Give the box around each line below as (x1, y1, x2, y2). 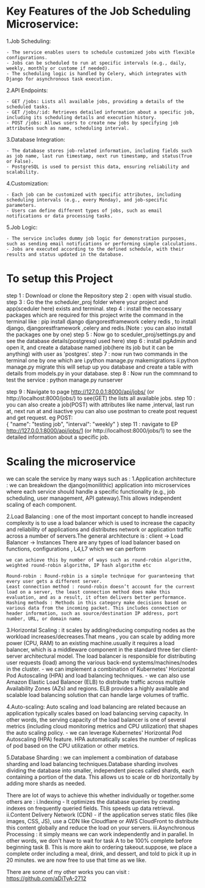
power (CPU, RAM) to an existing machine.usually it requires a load (6, 639, 175, 646)
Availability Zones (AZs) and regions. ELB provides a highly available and (6, 685, 189, 692)
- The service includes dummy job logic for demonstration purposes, (6, 235, 187, 242)
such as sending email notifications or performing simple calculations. (6, 240, 198, 247)
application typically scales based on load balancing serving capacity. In (6, 709, 189, 717)
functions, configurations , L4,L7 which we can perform (6, 545, 146, 552)
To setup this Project (6, 272, 113, 286)
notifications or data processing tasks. (6, 212, 113, 219)
